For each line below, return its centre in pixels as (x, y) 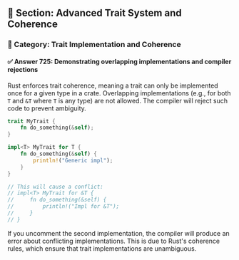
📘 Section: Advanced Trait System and (95, 13)
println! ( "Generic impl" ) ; (73, 160)
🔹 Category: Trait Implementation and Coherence (94, 45)
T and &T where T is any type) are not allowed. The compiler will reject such (118, 100)
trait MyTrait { (31, 121)
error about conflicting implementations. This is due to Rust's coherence (114, 241)
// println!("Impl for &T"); (63, 207)
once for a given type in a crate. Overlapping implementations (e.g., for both (119, 93)
